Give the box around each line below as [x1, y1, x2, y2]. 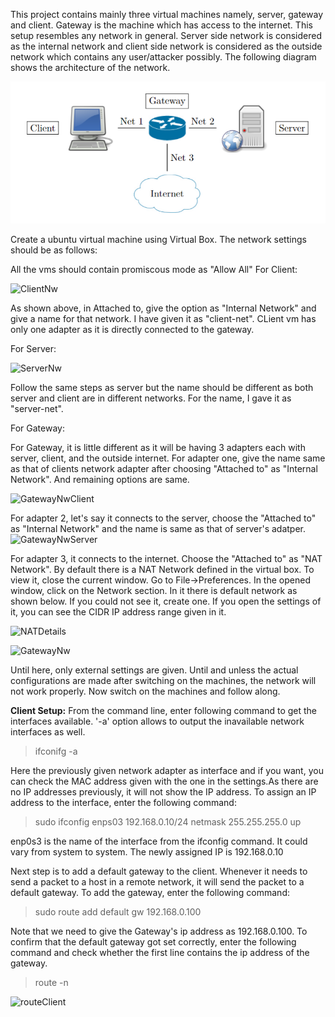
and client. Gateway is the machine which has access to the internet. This [10, 19, 313, 31]
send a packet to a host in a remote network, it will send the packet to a [10, 876, 305, 888]
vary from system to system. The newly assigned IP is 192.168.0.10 [10, 846, 284, 858]
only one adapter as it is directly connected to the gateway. [10, 324, 255, 336]
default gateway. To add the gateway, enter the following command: [10, 887, 290, 899]
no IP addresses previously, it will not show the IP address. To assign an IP [10, 786, 317, 798]
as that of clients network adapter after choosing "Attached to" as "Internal [10, 463, 318, 475]
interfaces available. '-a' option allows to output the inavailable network [10, 715, 305, 728]
